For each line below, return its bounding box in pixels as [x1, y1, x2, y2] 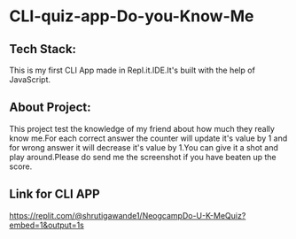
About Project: [9, 100, 91, 115]
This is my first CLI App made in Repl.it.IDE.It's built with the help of [9, 65, 255, 75]
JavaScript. [9, 74, 51, 85]
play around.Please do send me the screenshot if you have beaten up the [9, 151, 277, 162]
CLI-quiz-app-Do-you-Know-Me [9, 6, 254, 27]
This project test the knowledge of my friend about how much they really [9, 123, 275, 134]
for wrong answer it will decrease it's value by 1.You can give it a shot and [9, 142, 279, 152]
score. [9, 161, 33, 172]
